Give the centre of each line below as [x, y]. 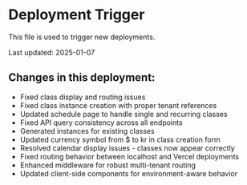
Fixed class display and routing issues [83, 97]
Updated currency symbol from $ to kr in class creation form [120, 139]
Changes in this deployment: [82, 78]
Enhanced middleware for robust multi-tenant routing [108, 165]
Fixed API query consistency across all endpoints [101, 123]
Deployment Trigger [77, 15]
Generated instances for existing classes [87, 131]
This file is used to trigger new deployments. [82, 37]
